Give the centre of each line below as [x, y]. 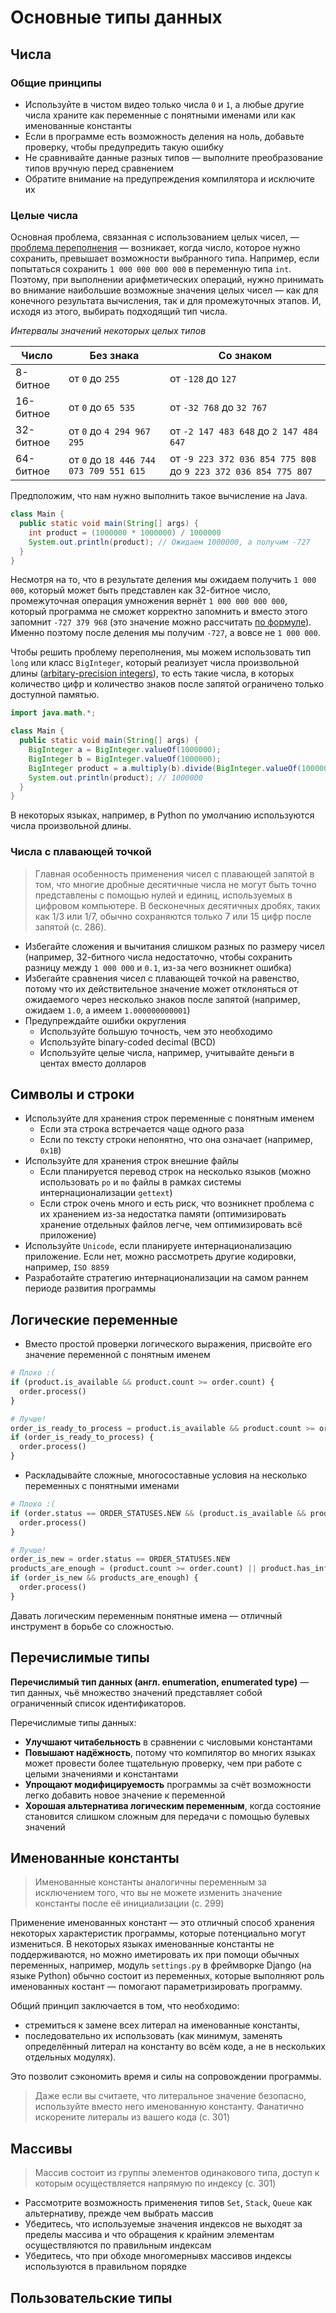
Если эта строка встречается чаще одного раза [142, 1129]
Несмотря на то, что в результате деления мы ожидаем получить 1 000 [163, 580]
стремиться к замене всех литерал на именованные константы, [162, 2025]
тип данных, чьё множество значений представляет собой [136, 1692]
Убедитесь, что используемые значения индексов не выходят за [163, 2224]
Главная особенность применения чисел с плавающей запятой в [174, 873]
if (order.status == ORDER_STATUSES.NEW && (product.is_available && [158, 1513]
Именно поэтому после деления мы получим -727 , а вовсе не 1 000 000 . [165, 633]
